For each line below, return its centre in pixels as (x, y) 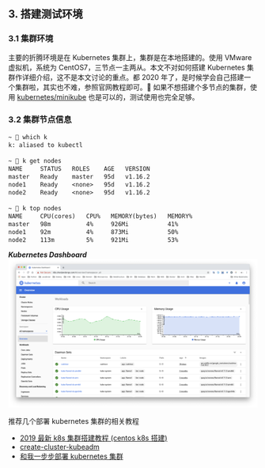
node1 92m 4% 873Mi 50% (93, 232)
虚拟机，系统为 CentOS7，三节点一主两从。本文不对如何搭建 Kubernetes (127, 67)
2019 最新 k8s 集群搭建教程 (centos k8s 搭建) (93, 438)
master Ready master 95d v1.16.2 (79, 176)
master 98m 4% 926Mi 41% (93, 224)
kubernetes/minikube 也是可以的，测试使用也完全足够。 (108, 96)
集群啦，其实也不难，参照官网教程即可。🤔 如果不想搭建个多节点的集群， (132, 87)
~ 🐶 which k (28, 137)
